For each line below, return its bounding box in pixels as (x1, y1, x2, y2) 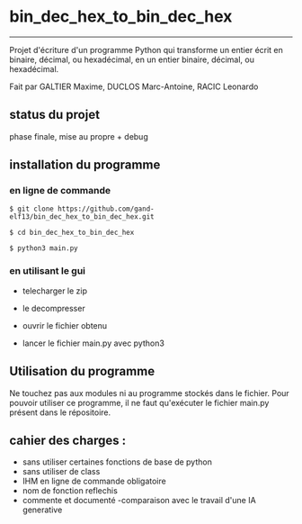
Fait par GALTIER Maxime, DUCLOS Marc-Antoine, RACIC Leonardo (9, 81, 259, 92)
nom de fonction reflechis (22, 485, 119, 496)
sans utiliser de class (22, 466, 101, 477)
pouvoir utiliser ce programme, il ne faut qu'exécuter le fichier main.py (9, 397, 270, 408)
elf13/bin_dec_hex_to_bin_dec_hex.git (9, 212, 155, 221)
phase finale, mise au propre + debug (9, 131, 148, 141)
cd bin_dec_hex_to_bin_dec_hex (17, 228, 135, 238)
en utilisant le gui (9, 265, 85, 277)
